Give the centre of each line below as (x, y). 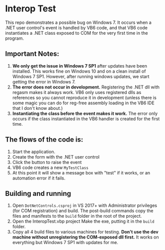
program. (15, 38)
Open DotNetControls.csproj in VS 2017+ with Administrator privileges (85, 206)
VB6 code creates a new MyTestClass (50, 167)
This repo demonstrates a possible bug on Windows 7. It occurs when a (78, 22)
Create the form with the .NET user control (56, 157)
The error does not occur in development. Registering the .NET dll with (86, 87)
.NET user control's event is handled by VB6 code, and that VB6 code (76, 27)
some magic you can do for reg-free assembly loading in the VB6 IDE (83, 103)
